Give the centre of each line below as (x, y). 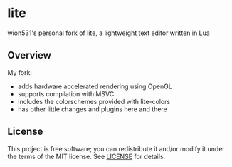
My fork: (20, 72)
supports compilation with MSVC (66, 93)
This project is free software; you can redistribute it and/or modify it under (116, 148)
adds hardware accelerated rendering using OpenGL (95, 86)
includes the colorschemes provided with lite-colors (94, 101)
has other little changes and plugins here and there (92, 109)
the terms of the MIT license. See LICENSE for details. (86, 156)
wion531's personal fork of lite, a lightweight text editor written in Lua (109, 33)
